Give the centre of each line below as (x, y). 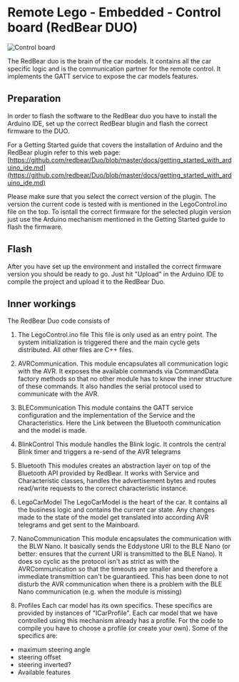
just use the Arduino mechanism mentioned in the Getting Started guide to (117, 219)
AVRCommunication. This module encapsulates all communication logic (123, 363)
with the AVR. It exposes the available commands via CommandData (118, 371)
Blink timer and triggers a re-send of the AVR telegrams (99, 452)
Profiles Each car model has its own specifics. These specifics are (115, 606)
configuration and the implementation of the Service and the (106, 415)
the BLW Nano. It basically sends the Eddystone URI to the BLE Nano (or (124, 547)
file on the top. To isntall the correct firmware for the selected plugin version (119, 212)
